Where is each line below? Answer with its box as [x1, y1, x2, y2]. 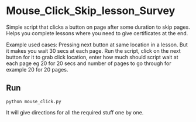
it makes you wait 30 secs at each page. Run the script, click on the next [6, 47, 181, 54]
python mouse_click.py [6, 99, 61, 104]
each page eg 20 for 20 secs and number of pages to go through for [6, 60, 171, 67]
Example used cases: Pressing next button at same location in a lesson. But [6, 41, 188, 48]
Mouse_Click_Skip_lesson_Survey [6, 4, 176, 18]
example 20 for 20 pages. [6, 66, 68, 73]
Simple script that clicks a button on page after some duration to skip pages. [6, 23, 190, 30]
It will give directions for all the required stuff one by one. [6, 109, 144, 116]
